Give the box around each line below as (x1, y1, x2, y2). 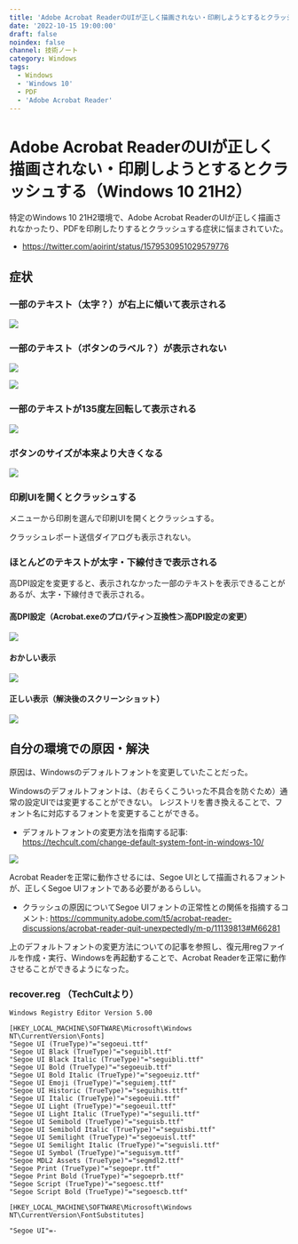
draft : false (9, 29, 58, 38)
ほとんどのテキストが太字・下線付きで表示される (9, 557, 218, 569)
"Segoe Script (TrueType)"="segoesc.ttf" (9, 1180, 165, 1189)
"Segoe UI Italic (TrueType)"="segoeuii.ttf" (9, 1095, 180, 1104)
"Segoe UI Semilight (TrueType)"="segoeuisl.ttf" (9, 1133, 197, 1143)
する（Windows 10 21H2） (56, 181, 252, 201)
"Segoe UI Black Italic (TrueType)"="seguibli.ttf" (9, 1055, 204, 1064)
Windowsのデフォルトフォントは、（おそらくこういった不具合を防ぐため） (9, 785, 281, 796)
